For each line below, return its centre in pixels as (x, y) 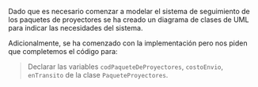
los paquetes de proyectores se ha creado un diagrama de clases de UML (129, 20)
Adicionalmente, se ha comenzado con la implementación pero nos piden (128, 43)
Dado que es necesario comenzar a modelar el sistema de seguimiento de (129, 11)
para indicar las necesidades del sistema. (76, 28)
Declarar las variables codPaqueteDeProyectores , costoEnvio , (125, 67)
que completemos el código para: (63, 51)
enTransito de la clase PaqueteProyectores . (98, 75)
